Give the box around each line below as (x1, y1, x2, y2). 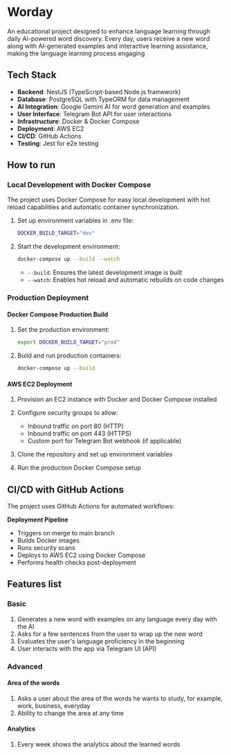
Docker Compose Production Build (7, 310, 109, 319)
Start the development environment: (17, 242, 120, 251)
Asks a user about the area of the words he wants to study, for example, (17, 694, 223, 702)
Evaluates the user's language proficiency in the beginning (17, 637, 185, 645)
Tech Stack (7, 69, 57, 81)
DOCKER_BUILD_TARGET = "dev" (17, 230, 95, 237)
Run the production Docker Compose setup (17, 463, 142, 472)
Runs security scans (17, 544, 76, 552)
